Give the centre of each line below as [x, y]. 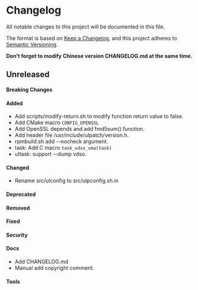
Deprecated [21, 194]
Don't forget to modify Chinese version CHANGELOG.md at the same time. [99, 56]
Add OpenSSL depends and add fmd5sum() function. [79, 129]
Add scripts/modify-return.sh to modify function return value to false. [99, 117]
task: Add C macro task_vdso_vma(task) [63, 148]
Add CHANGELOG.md [41, 262]
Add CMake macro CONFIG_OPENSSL [57, 123]
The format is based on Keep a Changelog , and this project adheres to [92, 38]
